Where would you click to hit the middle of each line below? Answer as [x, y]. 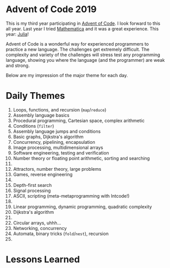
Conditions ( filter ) [33, 126]
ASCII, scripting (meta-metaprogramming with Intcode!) [71, 196]
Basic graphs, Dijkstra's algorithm [48, 137]
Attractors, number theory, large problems [57, 169]
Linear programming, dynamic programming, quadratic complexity [82, 207]
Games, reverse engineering [43, 174]
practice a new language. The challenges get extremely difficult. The [78, 49]
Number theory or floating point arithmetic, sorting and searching [81, 158]
